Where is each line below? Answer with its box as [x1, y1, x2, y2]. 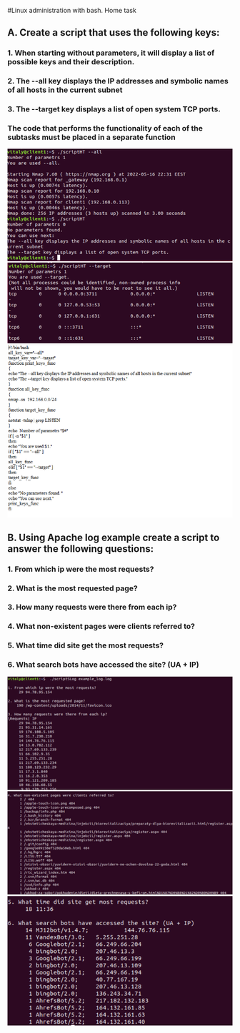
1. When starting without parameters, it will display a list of [7, 48, 215, 58]
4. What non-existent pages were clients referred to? [7, 621, 195, 631]
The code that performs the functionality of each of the [7, 124, 204, 133]
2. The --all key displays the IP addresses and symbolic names [7, 76, 229, 86]
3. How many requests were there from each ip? [7, 603, 177, 613]
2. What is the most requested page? [7, 583, 138, 593]
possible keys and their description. [7, 57, 135, 67]
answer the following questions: [7, 543, 154, 555]
